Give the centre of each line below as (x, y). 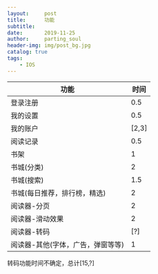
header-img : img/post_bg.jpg (49, 45)
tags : (15, 59)
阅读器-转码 (30, 231)
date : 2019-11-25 (41, 33)
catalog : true (28, 52)
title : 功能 (31, 20)
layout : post (32, 13)
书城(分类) (27, 167)
